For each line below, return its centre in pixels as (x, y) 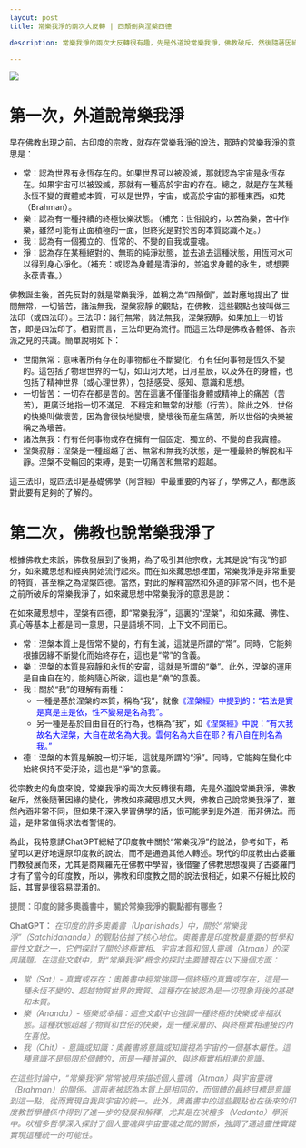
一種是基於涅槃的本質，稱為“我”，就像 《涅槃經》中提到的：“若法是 (161, 700)
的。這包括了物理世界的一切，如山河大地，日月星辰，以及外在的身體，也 (158, 371)
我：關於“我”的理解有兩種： (74, 690)
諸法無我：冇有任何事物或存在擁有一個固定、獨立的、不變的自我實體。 (154, 439)
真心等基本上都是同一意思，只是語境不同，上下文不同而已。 (121, 625)
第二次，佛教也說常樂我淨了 (113, 533)
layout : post (34, 18)
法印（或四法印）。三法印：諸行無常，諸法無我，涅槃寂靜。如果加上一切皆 (147, 317)
